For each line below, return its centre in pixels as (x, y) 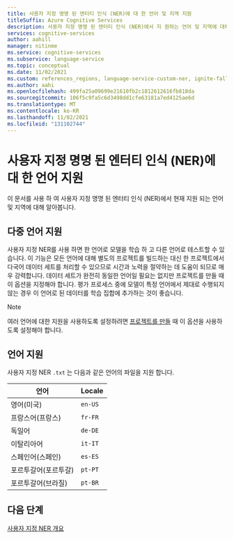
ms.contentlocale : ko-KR (43, 111)
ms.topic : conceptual (39, 66)
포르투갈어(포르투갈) (42, 470)
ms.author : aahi (31, 85)
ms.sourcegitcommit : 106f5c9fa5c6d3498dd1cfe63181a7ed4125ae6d (101, 98)
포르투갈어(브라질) (39, 483)
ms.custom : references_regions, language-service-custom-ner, (99, 78)
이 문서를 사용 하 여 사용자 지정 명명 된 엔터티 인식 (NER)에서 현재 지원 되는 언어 (116, 199)
